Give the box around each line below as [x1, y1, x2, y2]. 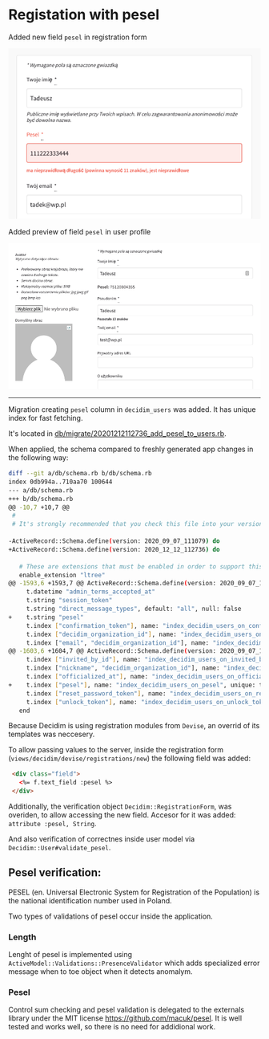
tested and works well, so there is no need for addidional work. [8, 1022, 216, 1032]
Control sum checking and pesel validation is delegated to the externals [8, 1005, 245, 1015]
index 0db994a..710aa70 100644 [8, 478, 113, 486]
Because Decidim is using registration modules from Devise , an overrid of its [8, 721, 260, 731]
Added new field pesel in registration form [8, 32, 147, 42]
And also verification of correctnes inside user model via [8, 834, 195, 844]
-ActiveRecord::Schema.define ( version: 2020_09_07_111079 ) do [8, 537, 220, 545]
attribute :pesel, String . [8, 819, 97, 829]
